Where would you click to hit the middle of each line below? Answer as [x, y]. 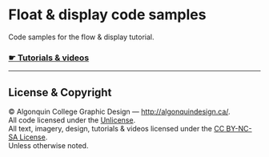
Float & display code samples [107, 15]
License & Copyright [60, 93]
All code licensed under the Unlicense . [72, 120]
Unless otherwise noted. [48, 146]
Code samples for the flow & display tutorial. [81, 37]
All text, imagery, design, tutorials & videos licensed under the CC [116, 129]
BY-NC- [239, 129]
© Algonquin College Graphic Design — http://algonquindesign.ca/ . [119, 112]
